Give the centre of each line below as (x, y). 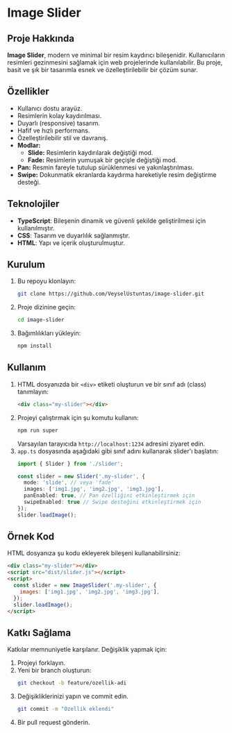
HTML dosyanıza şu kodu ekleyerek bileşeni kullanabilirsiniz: (94, 553)
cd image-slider (41, 320)
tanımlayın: (33, 391)
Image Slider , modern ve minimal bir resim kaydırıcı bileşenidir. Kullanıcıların (116, 55)
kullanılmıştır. (36, 228)
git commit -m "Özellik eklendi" (66, 709)
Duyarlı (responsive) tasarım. (59, 123)
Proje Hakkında (41, 39)
